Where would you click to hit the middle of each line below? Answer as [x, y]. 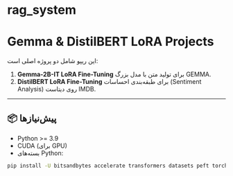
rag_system [42, 10]
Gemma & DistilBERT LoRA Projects [111, 42]
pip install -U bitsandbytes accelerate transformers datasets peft [108, 166]
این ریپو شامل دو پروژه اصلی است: [53, 61]
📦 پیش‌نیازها [32, 118]
